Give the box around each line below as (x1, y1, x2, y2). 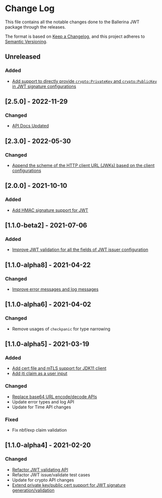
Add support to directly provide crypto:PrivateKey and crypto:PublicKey (12, 78, 157, 84)
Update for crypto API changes (12, 477, 74, 482)
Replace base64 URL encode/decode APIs (12, 393, 97, 400)
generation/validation (12, 487, 55, 493)
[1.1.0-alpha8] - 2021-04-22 (5, 261, 91, 269)
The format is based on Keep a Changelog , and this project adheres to (5, 33, 145, 39)
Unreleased (5, 53, 41, 61)
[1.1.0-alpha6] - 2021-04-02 (5, 300, 91, 309)
